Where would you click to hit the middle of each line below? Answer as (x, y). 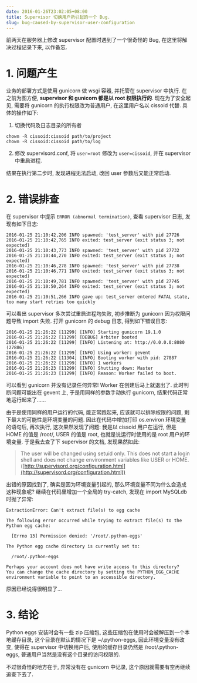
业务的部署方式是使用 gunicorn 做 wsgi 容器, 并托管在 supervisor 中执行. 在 (97, 91)
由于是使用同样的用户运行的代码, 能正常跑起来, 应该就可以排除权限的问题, (94, 412)
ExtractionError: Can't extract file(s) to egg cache (73, 510)
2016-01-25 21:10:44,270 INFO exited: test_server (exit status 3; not (95, 256)
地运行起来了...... (26, 400)
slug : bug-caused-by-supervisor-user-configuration (70, 22)
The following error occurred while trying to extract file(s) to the (94, 521)
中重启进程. (28, 161)
